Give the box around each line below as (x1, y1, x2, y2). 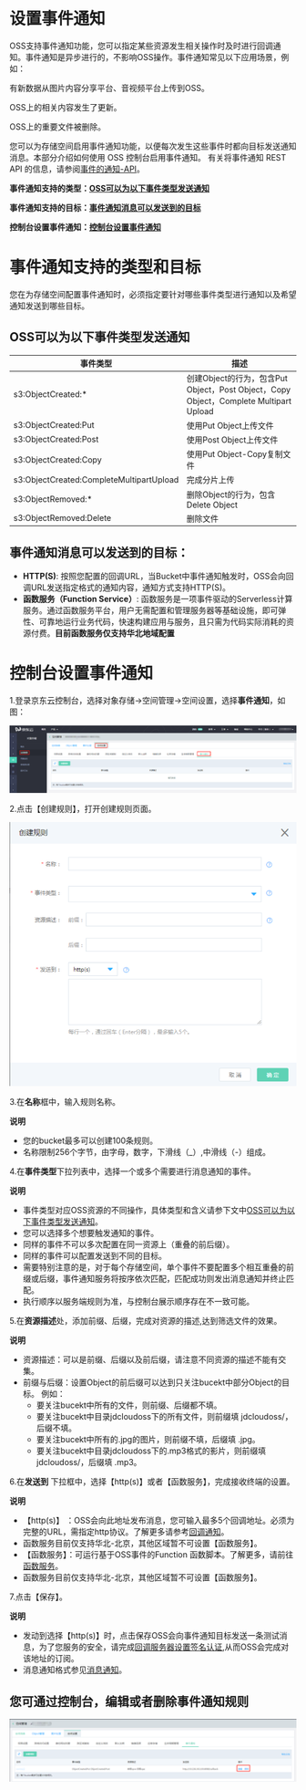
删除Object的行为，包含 (186, 489, 276, 500)
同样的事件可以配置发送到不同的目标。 (22, 1251, 167, 1262)
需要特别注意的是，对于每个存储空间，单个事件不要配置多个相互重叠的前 (22, 1262, 294, 1273)
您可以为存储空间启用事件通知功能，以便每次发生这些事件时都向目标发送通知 (9, 140, 297, 151)
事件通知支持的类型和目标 (9, 257, 202, 278)
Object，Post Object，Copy (186, 384, 291, 395)
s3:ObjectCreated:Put (13, 420, 95, 431)
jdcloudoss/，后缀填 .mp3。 (36, 1457, 142, 1468)
